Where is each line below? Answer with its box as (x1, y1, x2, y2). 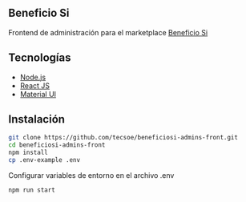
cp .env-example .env (8, 156, 81, 164)
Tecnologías (8, 51, 71, 65)
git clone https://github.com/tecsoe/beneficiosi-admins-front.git (8, 134, 239, 142)
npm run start (8, 186, 56, 194)
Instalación (8, 112, 66, 127)
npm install (8, 148, 48, 157)
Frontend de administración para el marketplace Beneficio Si (8, 27, 208, 37)
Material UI (19, 89, 57, 99)
